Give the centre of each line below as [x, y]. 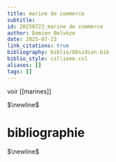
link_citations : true [38, 46]
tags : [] [20, 71]
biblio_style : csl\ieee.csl [48, 59]
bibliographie [46, 133]
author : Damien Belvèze [41, 33]
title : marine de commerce [46, 13]
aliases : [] [24, 65]
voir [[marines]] [29, 91]
